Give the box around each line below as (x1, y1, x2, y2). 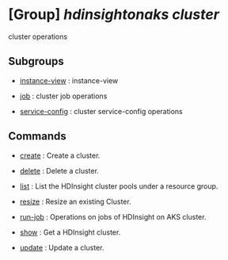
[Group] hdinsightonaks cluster (8, 6, 220, 24)
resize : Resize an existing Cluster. (19, 197, 132, 206)
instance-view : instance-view (19, 75, 119, 85)
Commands (8, 129, 67, 143)
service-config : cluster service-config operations (19, 106, 184, 116)
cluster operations (8, 32, 68, 41)
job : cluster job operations (19, 91, 108, 101)
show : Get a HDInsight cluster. (19, 227, 121, 237)
